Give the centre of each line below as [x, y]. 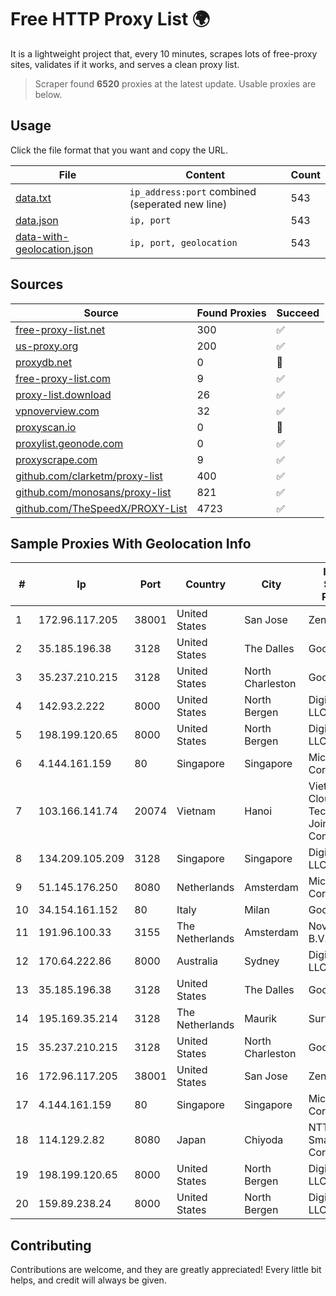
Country [206, 584]
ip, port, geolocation [183, 242]
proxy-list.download [63, 394]
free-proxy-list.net [60, 329]
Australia [197, 961]
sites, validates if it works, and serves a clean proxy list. [125, 64]
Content [205, 174]
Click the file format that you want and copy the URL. [119, 150]
